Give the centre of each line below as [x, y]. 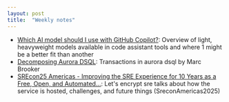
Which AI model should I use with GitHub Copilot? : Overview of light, [114, 39]
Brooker [28, 69]
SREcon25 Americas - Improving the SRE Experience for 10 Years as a [117, 76]
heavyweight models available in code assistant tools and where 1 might [119, 47]
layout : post [26, 13]
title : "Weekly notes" [41, 20]
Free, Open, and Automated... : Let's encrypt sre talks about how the [113, 83]
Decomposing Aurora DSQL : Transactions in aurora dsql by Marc [109, 61]
